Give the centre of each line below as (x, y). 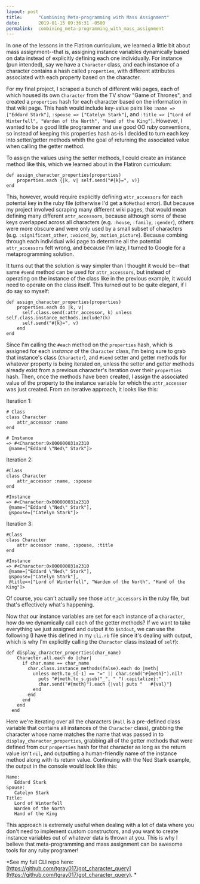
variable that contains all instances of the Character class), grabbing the (95, 728)
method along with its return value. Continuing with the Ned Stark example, (99, 760)
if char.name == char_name (56, 663)
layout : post (22, 12)
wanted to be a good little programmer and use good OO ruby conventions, (99, 127)
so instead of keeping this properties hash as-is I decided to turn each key (98, 134)
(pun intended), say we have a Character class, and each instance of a (93, 65)
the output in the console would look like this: (62, 766)
